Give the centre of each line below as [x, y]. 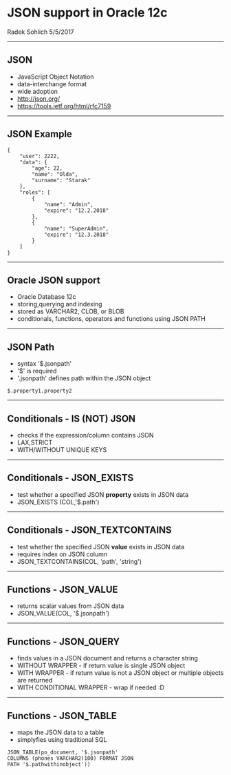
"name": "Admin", [69, 204]
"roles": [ [35, 192]
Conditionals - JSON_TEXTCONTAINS [89, 530]
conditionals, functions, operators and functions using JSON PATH [111, 319]
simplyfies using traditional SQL [62, 740]
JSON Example [40, 134]
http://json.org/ [38, 99]
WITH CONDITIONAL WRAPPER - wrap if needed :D [91, 687]
